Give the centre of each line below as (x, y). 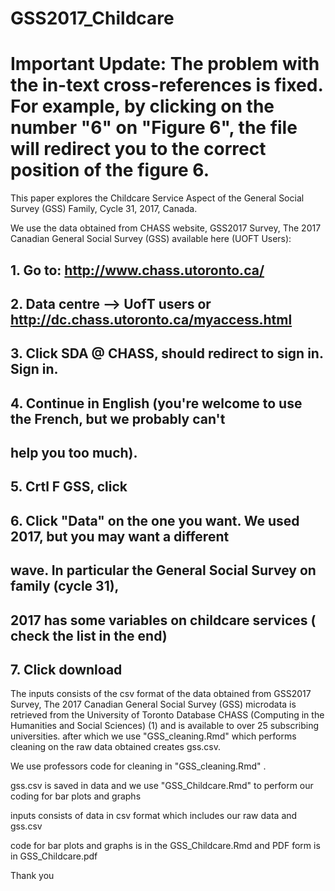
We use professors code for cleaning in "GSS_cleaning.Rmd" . (138, 766)
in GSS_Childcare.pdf (54, 856)
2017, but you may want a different (120, 536)
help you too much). (74, 453)
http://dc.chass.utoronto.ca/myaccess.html (151, 319)
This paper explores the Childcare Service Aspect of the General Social (157, 198)
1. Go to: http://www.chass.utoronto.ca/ (137, 270)
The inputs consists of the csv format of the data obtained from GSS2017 (161, 694)
